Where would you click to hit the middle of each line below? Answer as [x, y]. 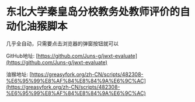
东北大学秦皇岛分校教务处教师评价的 [93, 12]
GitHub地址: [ [22, 56]
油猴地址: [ [19, 74]
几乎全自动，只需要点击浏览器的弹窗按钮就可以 [62, 43]
